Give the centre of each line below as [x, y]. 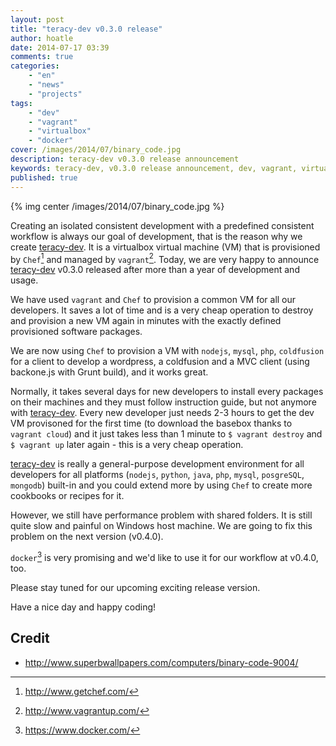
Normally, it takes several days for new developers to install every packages [167, 392]
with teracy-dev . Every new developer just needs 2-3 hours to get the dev [162, 413]
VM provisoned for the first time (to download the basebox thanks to [151, 423]
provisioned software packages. [76, 332]
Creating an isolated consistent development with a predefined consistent [162, 225]
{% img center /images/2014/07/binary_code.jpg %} [117, 206]
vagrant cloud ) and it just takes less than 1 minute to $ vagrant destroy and [166, 434]
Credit [30, 638]
